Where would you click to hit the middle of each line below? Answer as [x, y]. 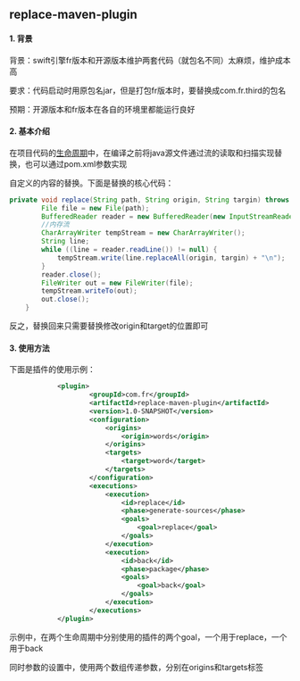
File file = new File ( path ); [96, 208]
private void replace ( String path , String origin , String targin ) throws [150, 200]
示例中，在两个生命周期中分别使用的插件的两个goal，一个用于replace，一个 [148, 636]
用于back [26, 648]
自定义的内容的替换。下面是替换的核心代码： [92, 183]
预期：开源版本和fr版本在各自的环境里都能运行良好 [102, 109]
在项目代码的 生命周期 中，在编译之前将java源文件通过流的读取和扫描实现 [142, 153]
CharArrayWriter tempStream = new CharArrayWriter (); [143, 233]
